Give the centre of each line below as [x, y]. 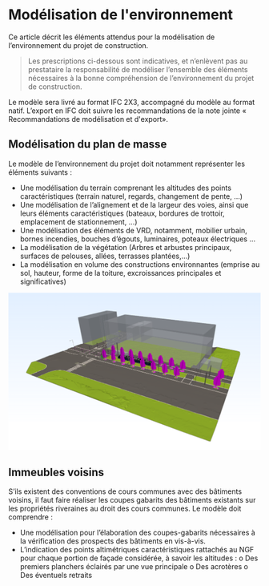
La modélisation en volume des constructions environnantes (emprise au [140, 264]
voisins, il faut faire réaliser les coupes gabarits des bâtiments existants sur [132, 500]
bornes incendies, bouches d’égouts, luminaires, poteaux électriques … [138, 239]
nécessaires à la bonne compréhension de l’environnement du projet [141, 78]
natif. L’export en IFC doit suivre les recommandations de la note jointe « [127, 111]
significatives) [43, 281]
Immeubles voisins [56, 472]
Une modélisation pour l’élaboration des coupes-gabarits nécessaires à [138, 533]
